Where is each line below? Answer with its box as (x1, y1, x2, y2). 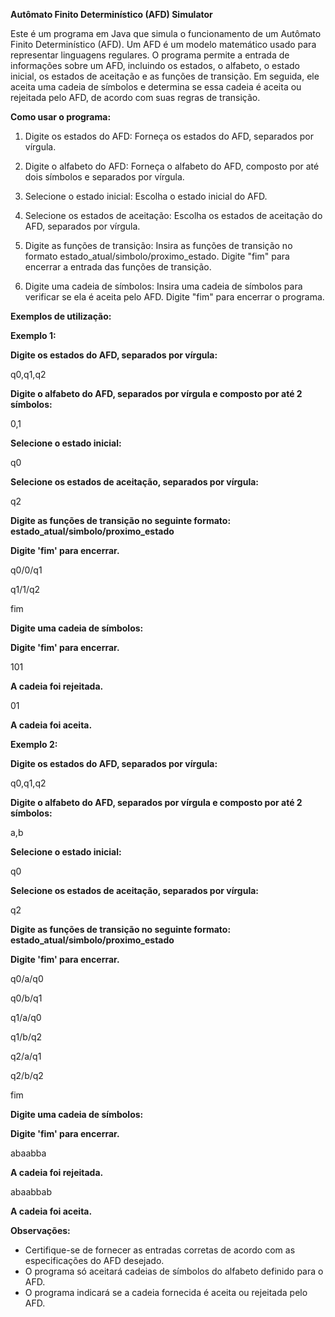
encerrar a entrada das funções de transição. (24, 261, 212, 273)
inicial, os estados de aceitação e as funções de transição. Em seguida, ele (10, 70, 320, 82)
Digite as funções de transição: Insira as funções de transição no (24, 240, 293, 251)
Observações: (10, 1225, 71, 1236)
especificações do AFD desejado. (24, 1255, 165, 1266)
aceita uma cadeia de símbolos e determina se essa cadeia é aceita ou (10, 81, 302, 93)
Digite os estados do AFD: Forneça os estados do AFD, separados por (24, 130, 314, 142)
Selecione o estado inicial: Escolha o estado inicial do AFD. (24, 190, 268, 202)
